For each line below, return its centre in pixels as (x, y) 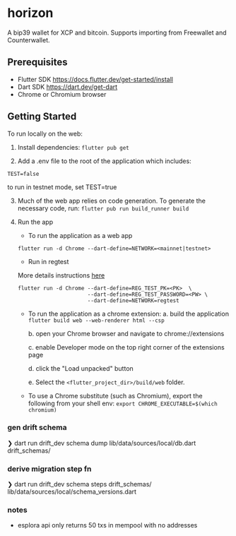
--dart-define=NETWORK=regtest (133, 300)
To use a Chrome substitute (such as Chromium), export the (115, 395)
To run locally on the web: (45, 133)
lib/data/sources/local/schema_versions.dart (72, 492)
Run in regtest (48, 261)
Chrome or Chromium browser (62, 94)
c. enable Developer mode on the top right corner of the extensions (126, 347)
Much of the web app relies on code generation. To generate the (112, 201)
